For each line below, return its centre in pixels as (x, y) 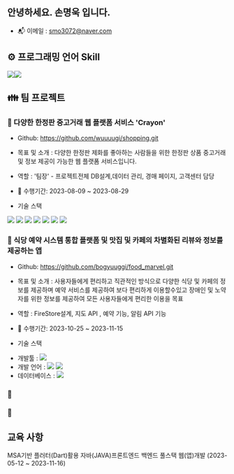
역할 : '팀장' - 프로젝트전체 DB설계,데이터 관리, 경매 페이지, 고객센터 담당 (116, 176)
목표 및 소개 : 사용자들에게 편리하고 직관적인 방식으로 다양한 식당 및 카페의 (118, 281)
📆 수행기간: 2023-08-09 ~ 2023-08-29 (73, 191)
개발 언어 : (31, 367)
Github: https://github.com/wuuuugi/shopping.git (88, 138)
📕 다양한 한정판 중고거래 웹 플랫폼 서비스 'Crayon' (86, 123)
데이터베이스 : (36, 375)
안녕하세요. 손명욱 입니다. (59, 13)
